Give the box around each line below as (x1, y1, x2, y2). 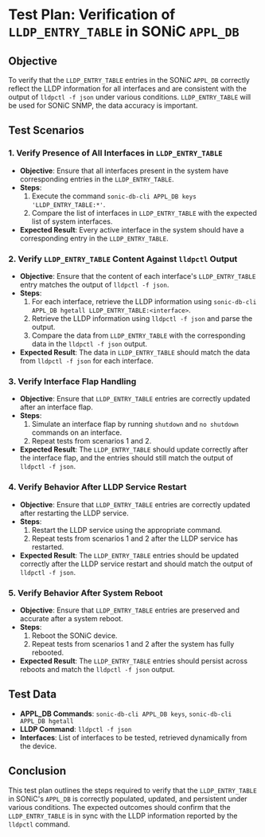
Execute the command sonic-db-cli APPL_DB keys (31, 191, 197, 201)
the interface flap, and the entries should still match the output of (19, 453, 233, 463)
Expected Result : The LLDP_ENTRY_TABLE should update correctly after (19, 444, 248, 455)
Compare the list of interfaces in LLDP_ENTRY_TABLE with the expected (31, 208, 257, 217)
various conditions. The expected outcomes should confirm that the (8, 802, 231, 812)
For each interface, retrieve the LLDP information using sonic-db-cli (31, 296, 257, 306)
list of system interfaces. (31, 217, 113, 226)
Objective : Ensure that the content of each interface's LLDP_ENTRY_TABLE (19, 271, 256, 280)
